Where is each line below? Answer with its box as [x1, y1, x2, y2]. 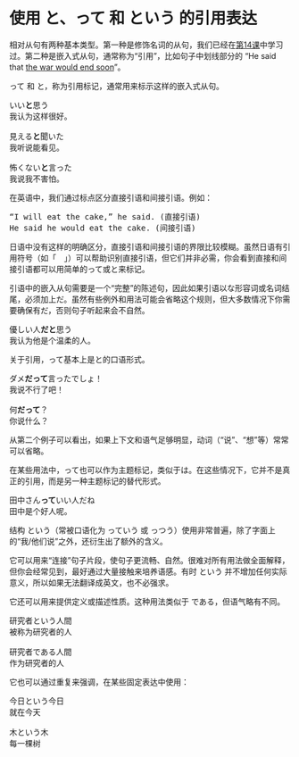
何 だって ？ [9, 404, 49, 415]
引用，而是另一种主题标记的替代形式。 [24, 475, 166, 487]
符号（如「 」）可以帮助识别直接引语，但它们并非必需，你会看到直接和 [16, 252, 279, 263]
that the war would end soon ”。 [9, 62, 126, 72]
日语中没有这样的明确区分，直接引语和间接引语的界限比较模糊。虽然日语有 [9, 241, 283, 252]
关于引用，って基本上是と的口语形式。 [9, 354, 150, 364]
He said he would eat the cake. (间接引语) [9, 222, 196, 233]
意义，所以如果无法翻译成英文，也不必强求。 [9, 577, 174, 587]
